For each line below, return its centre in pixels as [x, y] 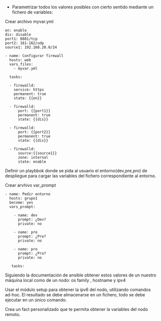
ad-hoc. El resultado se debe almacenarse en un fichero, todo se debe [75, 295]
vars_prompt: [22, 207]
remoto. [13, 314]
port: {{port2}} [34, 132]
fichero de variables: [32, 12]
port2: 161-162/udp [25, 43]
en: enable [16, 31]
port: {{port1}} [34, 111]
